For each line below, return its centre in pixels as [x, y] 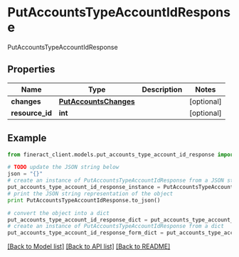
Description [162, 89]
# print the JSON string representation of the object [90, 193]
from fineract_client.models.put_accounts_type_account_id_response [111, 154]
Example [27, 138]
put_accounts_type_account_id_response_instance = [84, 187]
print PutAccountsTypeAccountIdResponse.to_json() [84, 200]
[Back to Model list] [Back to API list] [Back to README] [89, 246]
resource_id [31, 113]
